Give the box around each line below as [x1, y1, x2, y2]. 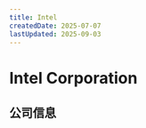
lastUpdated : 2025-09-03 [9, 29, 101, 38]
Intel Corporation [9, 68, 138, 88]
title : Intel [9, 12, 58, 22]
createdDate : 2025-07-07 [9, 21, 101, 30]
